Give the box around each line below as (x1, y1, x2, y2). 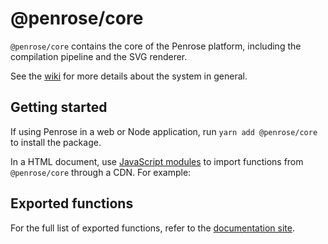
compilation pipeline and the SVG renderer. (10, 50, 188, 62)
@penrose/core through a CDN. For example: (10, 166, 192, 178)
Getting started (10, 99, 108, 116)
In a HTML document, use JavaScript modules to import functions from (10, 155, 304, 167)
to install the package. (10, 136, 102, 148)
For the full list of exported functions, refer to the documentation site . (10, 222, 295, 234)
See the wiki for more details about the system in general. (10, 70, 248, 82)
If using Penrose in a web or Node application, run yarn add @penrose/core (10, 125, 318, 137)
